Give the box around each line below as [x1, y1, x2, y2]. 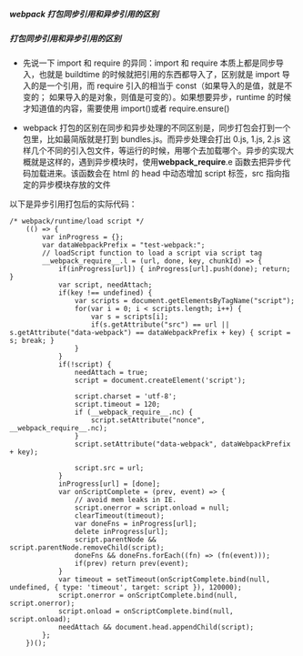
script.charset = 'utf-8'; [74, 392, 177, 401]
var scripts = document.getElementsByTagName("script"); [74, 297, 296, 306]
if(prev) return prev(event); [74, 560, 189, 569]
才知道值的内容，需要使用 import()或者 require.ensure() [22, 103, 230, 114]
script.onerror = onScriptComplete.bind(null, [57, 591, 238, 600]
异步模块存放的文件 [38, 179, 111, 190]
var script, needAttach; [57, 280, 153, 290]
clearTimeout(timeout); [74, 511, 166, 520]
